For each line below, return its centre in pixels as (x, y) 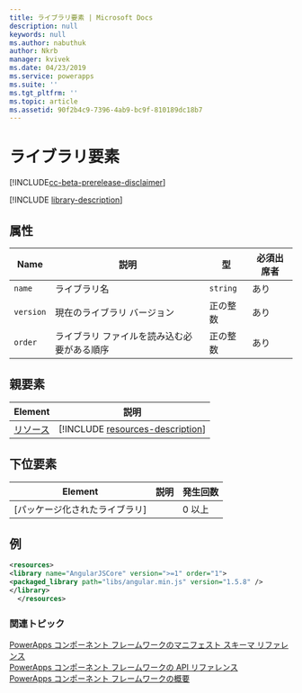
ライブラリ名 (82, 289)
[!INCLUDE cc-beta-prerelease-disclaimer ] (88, 183)
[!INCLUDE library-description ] (66, 200)
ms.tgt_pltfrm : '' (44, 93)
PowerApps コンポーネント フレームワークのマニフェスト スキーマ (132, 645)
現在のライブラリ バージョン (115, 313)
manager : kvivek (40, 59)
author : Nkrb (34, 51)
